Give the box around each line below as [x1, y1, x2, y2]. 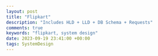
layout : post [6, 8, 38, 15]
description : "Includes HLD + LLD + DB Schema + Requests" [6, 19, 153, 25]
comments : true [6, 24, 43, 31]
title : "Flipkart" [6, 14, 51, 20]
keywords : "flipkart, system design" [6, 30, 98, 36]
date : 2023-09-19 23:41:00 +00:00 [6, 36, 91, 41]
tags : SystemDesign [6, 41, 54, 47]
